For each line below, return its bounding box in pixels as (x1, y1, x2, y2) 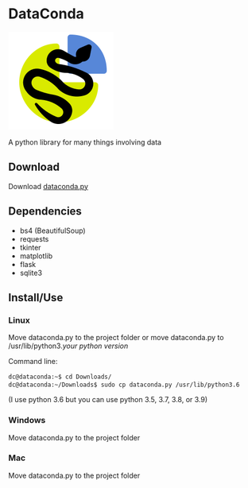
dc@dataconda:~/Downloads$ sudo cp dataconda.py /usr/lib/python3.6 (8, 381, 240, 389)
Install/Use (8, 291, 64, 304)
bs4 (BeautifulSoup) (19, 226, 86, 235)
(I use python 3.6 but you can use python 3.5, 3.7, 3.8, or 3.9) (8, 395, 208, 405)
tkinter (19, 242, 41, 252)
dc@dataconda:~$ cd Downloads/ (8, 373, 112, 381)
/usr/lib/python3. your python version (8, 341, 129, 351)
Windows (8, 415, 46, 426)
